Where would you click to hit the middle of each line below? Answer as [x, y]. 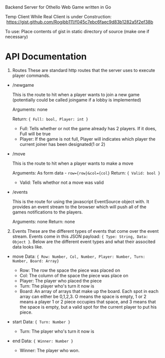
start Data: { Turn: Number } [41, 322]
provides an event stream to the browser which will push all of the [79, 207]
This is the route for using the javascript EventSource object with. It [81, 201]
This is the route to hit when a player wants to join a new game [76, 94]
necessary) [17, 37]
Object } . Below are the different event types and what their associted [84, 242]
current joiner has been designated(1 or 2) [62, 144]
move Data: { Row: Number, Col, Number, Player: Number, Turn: [79, 256]
